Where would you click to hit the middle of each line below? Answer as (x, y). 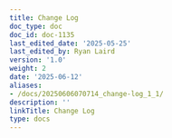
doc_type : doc (36, 26)
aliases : (26, 85)
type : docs (30, 119)
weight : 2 (28, 69)
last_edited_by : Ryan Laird (62, 52)
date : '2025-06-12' (46, 77)
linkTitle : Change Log (52, 111)
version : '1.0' (38, 60)
